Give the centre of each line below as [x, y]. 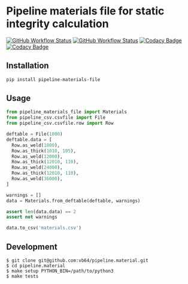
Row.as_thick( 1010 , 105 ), [44, 151]
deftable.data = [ [29, 139]
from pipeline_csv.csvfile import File [56, 118]
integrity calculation [57, 24]
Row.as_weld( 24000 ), [37, 168]
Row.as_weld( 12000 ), [37, 156]
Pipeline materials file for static [85, 11]
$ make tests [22, 276]
